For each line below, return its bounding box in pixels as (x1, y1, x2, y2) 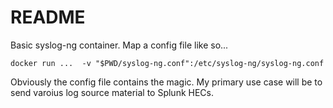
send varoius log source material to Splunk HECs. (10, 86, 215, 98)
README (10, 6, 86, 29)
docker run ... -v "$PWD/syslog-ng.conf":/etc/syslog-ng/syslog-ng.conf (10, 58, 325, 68)
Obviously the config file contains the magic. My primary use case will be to (10, 76, 323, 88)
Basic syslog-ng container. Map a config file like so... (10, 39, 229, 51)
